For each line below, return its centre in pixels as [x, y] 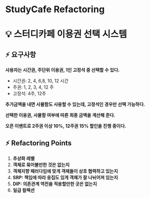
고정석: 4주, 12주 [29, 94]
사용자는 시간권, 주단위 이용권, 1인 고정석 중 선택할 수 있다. [62, 70]
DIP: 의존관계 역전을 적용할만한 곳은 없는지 [55, 184]
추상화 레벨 [23, 158]
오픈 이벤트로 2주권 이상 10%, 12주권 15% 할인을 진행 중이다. [66, 126]
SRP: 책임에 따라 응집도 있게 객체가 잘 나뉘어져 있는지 [65, 177]
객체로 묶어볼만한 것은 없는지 [41, 165]
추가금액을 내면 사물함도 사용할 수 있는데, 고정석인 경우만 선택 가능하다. [75, 104]
